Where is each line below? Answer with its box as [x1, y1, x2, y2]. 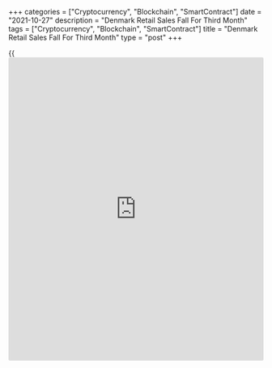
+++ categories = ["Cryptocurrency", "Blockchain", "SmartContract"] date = [8, 7, 262, 16]
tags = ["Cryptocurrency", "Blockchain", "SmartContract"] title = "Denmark [8, 24, 258, 33]
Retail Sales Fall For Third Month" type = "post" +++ [8, 32, 182, 42]
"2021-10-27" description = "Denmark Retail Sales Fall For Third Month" [8, 15, 249, 25]
